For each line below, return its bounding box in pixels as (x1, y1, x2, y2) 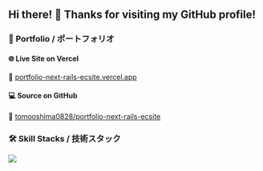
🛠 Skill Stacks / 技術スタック (8, 133, 122, 144)
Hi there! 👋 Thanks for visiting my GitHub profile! (8, 8, 257, 22)
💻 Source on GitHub (8, 91, 78, 101)
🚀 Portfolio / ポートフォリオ (8, 34, 115, 45)
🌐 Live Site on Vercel (8, 54, 79, 63)
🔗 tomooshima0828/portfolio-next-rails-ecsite (8, 111, 161, 121)
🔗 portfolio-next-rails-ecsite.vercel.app (8, 72, 138, 82)
